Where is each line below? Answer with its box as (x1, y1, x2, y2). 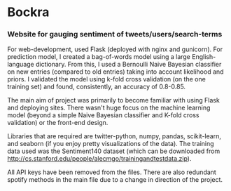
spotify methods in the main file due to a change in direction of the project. (7, 176, 223, 184)
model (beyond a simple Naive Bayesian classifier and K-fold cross (7, 111, 199, 119)
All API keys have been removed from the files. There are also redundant (7, 168, 217, 176)
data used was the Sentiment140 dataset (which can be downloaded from (7, 147, 220, 155)
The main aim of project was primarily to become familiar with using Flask (7, 96, 220, 105)
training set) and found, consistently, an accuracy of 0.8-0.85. (7, 82, 186, 91)
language (7, 60, 34, 69)
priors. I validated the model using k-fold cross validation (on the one (7, 75, 206, 84)
